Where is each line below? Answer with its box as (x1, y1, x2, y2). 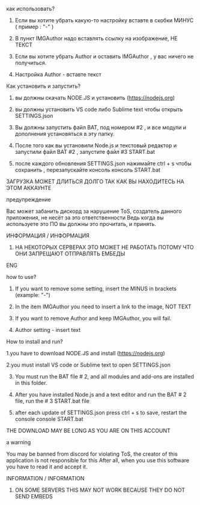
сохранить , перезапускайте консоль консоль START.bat (14, 167, 161, 173)
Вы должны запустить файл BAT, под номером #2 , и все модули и (14, 124, 187, 131)
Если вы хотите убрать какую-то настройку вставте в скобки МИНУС (14, 17, 194, 23)
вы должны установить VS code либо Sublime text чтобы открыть (14, 106, 183, 113)
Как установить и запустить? (6, 82, 81, 90)
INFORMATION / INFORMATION (6, 475, 85, 482)
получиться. (14, 60, 47, 66)
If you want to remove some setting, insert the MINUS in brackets (14, 285, 177, 292)
